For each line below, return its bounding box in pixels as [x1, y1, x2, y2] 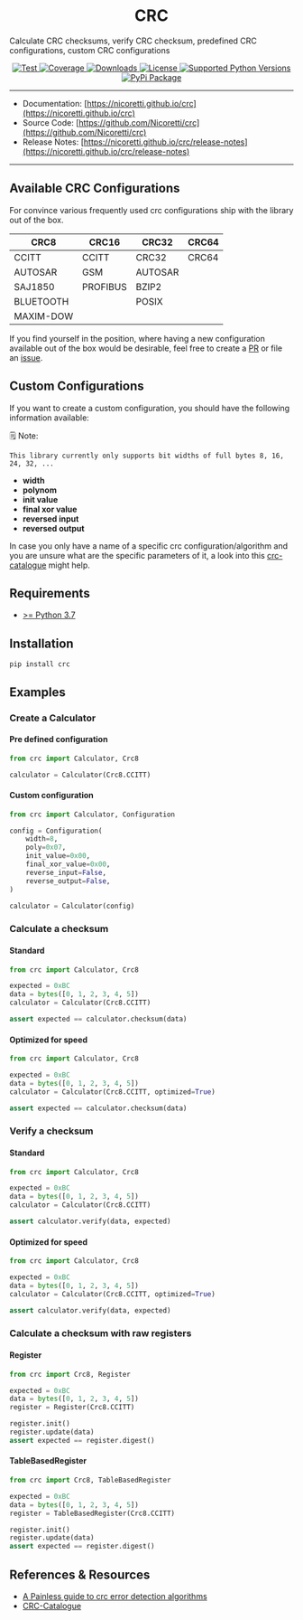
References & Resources [9, 1567, 151, 1582]
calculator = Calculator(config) [9, 901, 135, 910]
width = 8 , [25, 834, 59, 843]
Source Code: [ [22, 117, 79, 127]
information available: [9, 412, 90, 423]
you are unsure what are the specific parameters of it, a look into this [9, 550, 266, 560]
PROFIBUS [82, 280, 128, 293]
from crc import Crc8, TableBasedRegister [9, 1475, 171, 1485]
